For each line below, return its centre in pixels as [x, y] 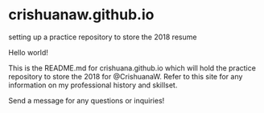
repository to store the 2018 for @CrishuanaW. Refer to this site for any [126, 76]
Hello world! [28, 52]
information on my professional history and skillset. [93, 85]
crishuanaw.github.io [81, 15]
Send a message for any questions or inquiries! [87, 100]
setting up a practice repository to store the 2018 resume [103, 37]
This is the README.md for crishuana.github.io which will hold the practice [132, 68]
